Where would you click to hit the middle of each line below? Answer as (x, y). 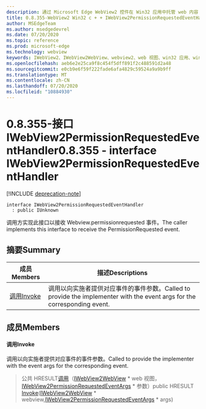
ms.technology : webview (37, 52)
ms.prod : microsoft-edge (38, 47)
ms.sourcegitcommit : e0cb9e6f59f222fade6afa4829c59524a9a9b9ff (89, 69)
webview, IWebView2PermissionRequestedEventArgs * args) (97, 400)
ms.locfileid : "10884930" (39, 92)
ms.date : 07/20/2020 (33, 35)
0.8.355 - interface (107, 151)
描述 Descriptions (123, 272)
